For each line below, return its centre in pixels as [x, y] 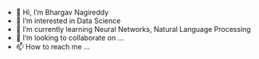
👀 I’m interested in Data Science [68, 21]
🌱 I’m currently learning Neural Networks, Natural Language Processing [133, 29]
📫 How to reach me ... [53, 47]
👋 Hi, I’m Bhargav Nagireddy [62, 12]
